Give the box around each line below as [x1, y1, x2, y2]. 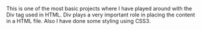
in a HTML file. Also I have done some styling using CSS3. [6, 18, 151, 24]
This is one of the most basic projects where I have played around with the [6, 5, 193, 12]
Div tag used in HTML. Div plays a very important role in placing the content [6, 11, 196, 18]
